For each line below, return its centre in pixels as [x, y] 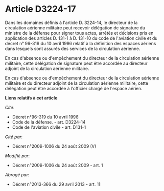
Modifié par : [18, 156]
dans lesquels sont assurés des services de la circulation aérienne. [73, 48]
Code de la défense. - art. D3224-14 [49, 122]
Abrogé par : [17, 174]
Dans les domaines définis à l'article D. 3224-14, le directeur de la [71, 23]
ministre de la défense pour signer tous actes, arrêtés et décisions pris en [79, 33]
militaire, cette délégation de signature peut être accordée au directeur [76, 63]
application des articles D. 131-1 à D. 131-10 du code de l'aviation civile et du [81, 38]
